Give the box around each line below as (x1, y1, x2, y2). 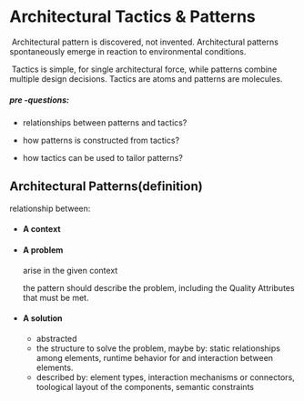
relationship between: (9, 203, 91, 214)
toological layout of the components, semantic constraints (35, 381, 255, 392)
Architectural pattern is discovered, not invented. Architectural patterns (11, 36, 279, 47)
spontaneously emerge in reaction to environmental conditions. (9, 45, 247, 56)
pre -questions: (9, 94, 70, 105)
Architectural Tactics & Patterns (9, 6, 257, 27)
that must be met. (22, 292, 89, 303)
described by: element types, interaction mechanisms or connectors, (35, 371, 296, 383)
